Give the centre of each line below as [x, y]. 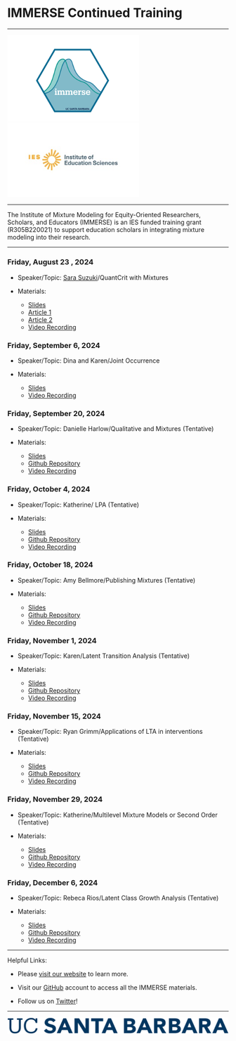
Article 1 [39, 312]
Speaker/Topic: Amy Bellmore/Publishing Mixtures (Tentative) [106, 580]
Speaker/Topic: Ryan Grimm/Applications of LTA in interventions [110, 732]
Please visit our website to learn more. [73, 974]
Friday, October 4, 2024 [49, 489]
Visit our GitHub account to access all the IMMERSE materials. [107, 987]
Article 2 [40, 319]
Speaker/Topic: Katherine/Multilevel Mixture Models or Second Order [117, 815]
